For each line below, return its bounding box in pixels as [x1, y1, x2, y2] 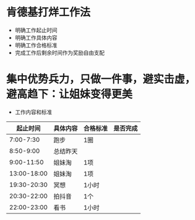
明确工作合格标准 [14, 41, 58, 49]
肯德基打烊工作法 [6, 5, 91, 19]
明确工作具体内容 [14, 34, 58, 41]
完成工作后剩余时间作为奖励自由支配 [14, 49, 105, 56]
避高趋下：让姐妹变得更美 [6, 88, 133, 101]
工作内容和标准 [14, 108, 52, 115]
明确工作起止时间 [14, 26, 58, 34]
